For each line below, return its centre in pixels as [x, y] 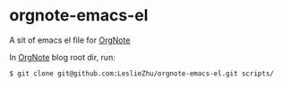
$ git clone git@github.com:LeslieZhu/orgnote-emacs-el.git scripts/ [142, 73]
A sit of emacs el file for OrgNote [70, 40]
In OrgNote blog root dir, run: [63, 57]
